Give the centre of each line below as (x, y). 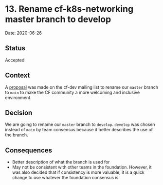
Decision (19, 113)
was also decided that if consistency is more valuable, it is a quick (78, 172)
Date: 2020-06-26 (24, 33)
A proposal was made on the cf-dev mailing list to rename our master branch (81, 87)
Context (18, 75)
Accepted (15, 60)
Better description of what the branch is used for (61, 162)
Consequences (29, 150)
